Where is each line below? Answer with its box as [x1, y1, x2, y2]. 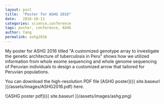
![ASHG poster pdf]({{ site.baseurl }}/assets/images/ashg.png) [5, 93, 132, 99]
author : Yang [5, 30, 32, 35]
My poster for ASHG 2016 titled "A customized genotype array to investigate [5, 48, 160, 54]
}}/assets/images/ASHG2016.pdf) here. [5, 83, 84, 89]
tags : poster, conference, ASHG [5, 26, 71, 30]
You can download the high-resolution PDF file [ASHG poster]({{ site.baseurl [5, 78, 160, 84]
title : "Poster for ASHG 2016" [5, 12, 71, 17]
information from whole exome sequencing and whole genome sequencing [5, 58, 157, 64]
